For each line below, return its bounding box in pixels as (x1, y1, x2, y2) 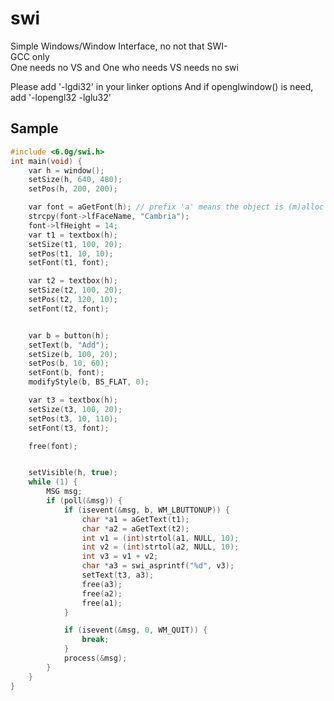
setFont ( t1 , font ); (28, 258, 110, 268)
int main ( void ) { (10, 156, 83, 166)
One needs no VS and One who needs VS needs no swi (10, 61, 239, 73)
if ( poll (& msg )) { (46, 496, 123, 506)
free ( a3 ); (81, 579, 123, 589)
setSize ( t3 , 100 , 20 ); (28, 404, 123, 414)
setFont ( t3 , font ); (28, 423, 110, 433)
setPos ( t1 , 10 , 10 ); (28, 248, 114, 259)
